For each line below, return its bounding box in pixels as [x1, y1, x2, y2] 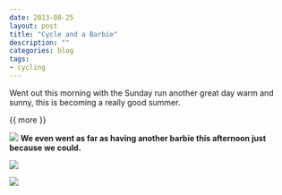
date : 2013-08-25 [9, 13, 74, 22]
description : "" [9, 38, 70, 47]
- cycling [9, 64, 47, 72]
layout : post [9, 21, 58, 30]
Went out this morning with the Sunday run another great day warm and [9, 87, 275, 98]
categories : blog [9, 47, 74, 55]
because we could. [9, 142, 82, 153]
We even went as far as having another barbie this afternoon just [20, 132, 267, 143]
